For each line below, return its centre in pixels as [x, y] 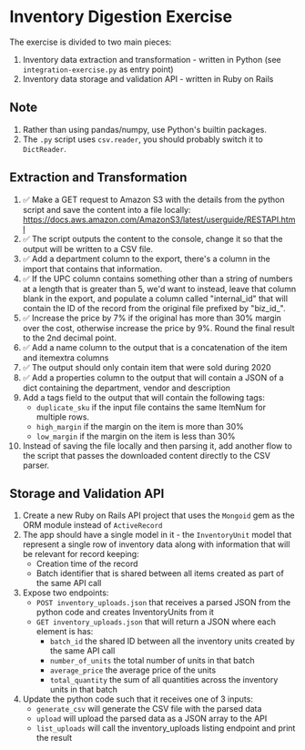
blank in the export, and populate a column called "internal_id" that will [155, 299]
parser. [36, 465]
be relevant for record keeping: [81, 554]
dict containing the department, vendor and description [126, 388]
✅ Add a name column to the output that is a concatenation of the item [155, 347]
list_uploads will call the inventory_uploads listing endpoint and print [166, 728]
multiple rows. [62, 417]
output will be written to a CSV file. [87, 248]
